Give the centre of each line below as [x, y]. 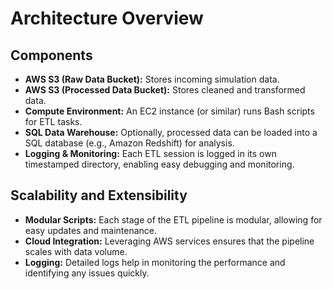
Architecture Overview [107, 18]
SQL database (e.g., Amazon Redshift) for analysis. [129, 143]
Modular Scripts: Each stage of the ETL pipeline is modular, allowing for [173, 219]
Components [51, 55]
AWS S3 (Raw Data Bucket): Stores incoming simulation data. [152, 79]
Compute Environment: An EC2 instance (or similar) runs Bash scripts [169, 111]
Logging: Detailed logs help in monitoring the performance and [155, 262]
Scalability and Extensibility [99, 195]
